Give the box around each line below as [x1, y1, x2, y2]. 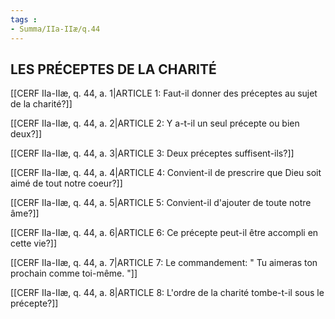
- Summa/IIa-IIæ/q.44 [10, 24, 101, 34]
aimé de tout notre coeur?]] [10, 177, 123, 190]
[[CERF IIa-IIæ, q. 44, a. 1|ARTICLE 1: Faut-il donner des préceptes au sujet [10, 87, 318, 100]
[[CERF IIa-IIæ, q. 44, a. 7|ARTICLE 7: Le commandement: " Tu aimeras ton [10, 257, 318, 269]
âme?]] [10, 207, 40, 220]
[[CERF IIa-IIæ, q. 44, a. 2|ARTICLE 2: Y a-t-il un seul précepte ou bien [10, 117, 300, 130]
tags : [10, 14, 38, 25]
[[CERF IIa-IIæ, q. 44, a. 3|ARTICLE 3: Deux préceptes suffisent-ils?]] [10, 147, 295, 160]
